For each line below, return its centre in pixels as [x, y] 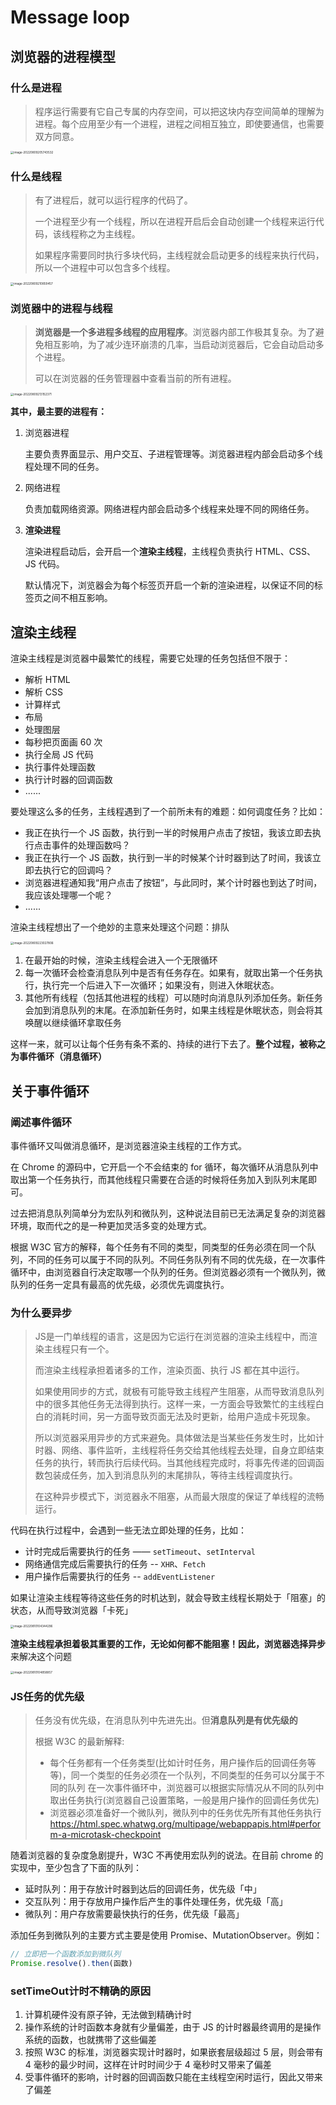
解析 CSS [43, 692]
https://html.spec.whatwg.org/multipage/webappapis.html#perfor [185, 1824]
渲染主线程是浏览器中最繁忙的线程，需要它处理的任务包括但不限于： [150, 658]
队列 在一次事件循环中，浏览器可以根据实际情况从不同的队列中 [196, 1788]
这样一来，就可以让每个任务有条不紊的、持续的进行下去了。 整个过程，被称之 [168, 1044]
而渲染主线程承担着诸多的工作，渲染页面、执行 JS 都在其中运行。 [169, 1370]
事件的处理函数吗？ [91, 845]
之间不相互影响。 [77, 598]
